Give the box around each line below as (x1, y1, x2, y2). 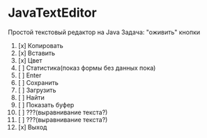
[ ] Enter (17, 71, 42, 79)
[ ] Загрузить (17, 86, 56, 94)
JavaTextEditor (8, 5, 97, 21)
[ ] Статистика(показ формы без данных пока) (17, 63, 156, 72)
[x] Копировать (17, 41, 63, 49)
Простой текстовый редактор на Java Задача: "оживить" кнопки (8, 28, 201, 36)
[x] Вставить (17, 49, 55, 57)
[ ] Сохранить (17, 78, 59, 86)
